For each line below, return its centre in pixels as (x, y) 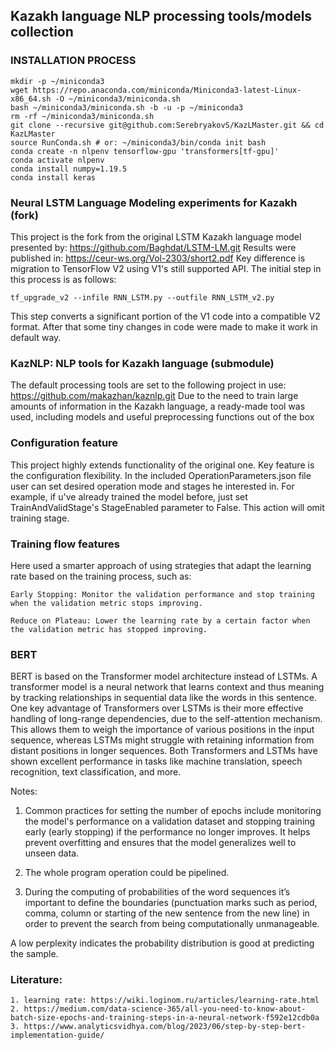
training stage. (40, 518)
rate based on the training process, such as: (101, 576)
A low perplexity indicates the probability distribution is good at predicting (162, 943)
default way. (36, 337)
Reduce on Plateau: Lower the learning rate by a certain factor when (160, 620)
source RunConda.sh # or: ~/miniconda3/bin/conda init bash (138, 142)
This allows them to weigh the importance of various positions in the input (162, 730)
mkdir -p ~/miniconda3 (57, 81)
